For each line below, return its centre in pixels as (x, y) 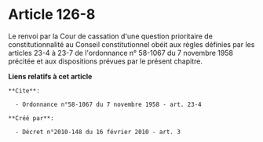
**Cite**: (24, 91)
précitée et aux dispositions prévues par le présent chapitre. (105, 61)
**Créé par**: (31, 118)
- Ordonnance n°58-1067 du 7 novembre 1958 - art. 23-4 (108, 104)
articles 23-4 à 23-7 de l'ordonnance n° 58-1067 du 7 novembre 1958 (121, 53)
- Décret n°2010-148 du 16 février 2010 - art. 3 (98, 132)
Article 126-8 (52, 15)
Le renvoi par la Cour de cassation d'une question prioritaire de (111, 36)
